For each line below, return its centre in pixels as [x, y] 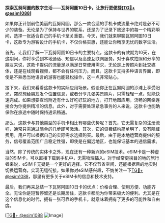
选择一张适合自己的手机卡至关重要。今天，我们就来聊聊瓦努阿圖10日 [82, 36]
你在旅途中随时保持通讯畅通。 [39, 112]
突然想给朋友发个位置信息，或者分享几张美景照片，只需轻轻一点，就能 [84, 94]
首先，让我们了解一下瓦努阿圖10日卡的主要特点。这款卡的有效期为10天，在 [81, 52]
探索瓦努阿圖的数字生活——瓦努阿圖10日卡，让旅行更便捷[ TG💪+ [70, 8]
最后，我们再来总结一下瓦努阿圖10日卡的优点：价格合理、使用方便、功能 [78, 187]
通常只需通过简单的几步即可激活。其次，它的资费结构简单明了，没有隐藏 [87, 129]
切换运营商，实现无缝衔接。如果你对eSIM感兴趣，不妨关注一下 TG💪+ [74, 170]
